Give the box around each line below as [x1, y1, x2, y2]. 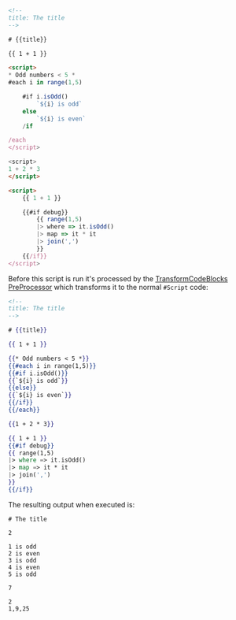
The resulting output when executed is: [8, 499, 135, 509]
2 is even [8, 549, 41, 558]
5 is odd [8, 570, 37, 578]
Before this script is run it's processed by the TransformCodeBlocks [8, 273, 228, 283]
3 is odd [8, 556, 37, 564]
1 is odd [8, 543, 37, 551]
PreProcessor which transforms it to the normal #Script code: [8, 282, 208, 291]
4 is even [8, 563, 41, 571]
